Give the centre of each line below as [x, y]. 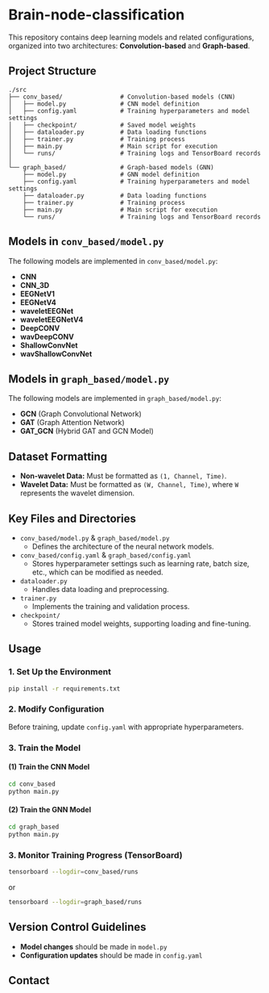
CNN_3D [35, 285]
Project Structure [52, 71]
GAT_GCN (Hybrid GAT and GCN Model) [87, 431]
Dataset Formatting [58, 456]
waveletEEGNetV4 [52, 319]
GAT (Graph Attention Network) [72, 423]
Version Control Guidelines [77, 927]
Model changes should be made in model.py [93, 946]
